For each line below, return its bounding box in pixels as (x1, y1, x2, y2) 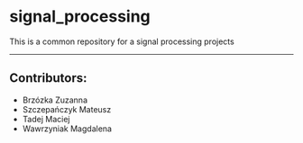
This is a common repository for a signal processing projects (9, 36, 234, 47)
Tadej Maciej (22, 113, 70, 124)
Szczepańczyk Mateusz (22, 103, 112, 114)
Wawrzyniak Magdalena (22, 123, 113, 134)
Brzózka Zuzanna (22, 94, 88, 105)
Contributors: (9, 70, 87, 86)
